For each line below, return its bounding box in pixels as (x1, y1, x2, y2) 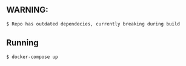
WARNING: (6, 5, 48, 15)
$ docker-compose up (6, 54, 59, 60)
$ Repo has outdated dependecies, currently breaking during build (6, 21, 181, 27)
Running (6, 38, 39, 48)
